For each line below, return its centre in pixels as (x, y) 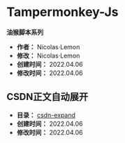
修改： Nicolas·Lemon (48, 56)
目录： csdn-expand (46, 115)
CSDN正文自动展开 (47, 97)
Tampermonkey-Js (62, 12)
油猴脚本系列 (25, 32)
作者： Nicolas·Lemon (48, 47)
